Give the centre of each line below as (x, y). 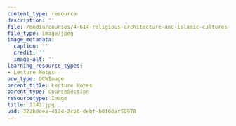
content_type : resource (42, 14)
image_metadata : (31, 40)
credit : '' (29, 53)
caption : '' (31, 46)
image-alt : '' (34, 59)
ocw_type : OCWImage (36, 79)
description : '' (31, 20)
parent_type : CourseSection (48, 92)
